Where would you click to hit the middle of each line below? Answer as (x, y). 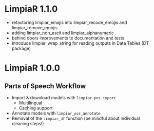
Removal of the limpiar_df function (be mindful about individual (76, 118)
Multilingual (30, 103)
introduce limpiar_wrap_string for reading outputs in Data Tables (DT (80, 43)
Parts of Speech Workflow (45, 86)
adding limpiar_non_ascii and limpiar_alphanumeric (63, 33)
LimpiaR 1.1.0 (31, 9)
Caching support (36, 108)
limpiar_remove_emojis (35, 27)
